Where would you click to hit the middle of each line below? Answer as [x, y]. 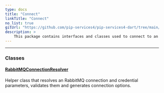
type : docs [16, 9]
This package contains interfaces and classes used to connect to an [86, 37]
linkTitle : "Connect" [27, 18]
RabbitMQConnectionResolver [37, 70]
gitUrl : [13, 28]
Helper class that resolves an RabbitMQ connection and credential [72, 80]
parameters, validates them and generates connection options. [68, 85]
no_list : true [20, 23]
